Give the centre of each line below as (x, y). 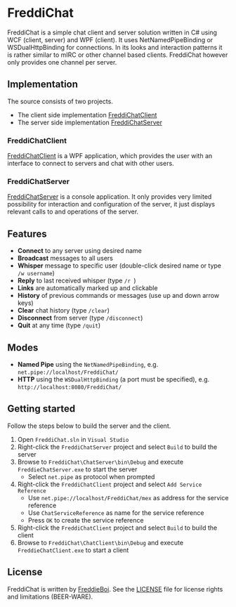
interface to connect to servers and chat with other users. (91, 164)
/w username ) (36, 273)
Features (27, 234)
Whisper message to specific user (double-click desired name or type (119, 266)
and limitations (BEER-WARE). (50, 596)
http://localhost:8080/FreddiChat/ (70, 387)
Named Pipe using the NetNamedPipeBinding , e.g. (88, 364)
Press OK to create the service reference (86, 520)
